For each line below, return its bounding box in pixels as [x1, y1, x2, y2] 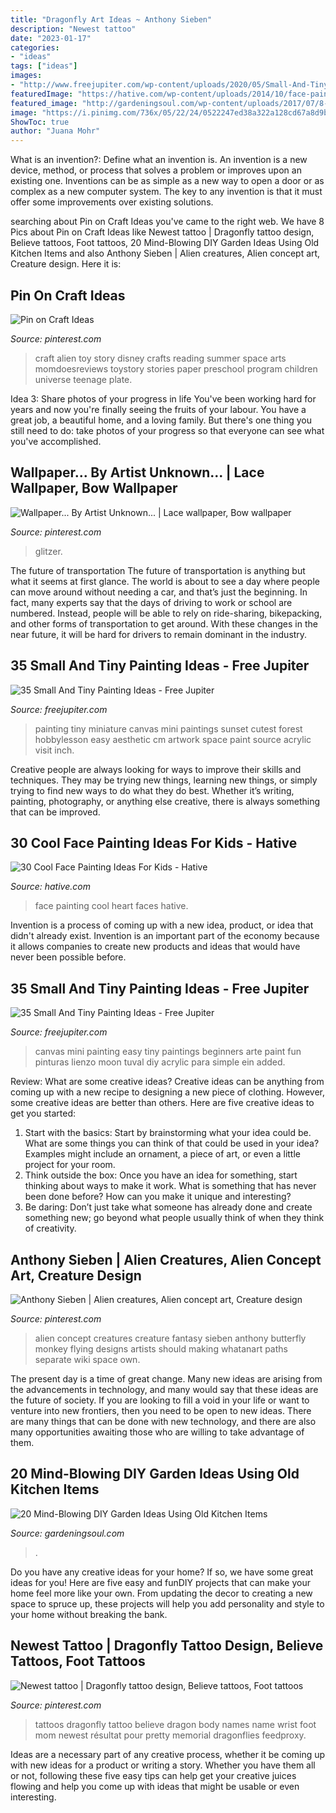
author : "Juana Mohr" [10, 126, 101, 136]
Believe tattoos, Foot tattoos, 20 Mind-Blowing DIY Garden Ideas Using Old [10, 237, 320, 249]
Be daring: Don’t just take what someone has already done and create [24, 1201, 313, 1213]
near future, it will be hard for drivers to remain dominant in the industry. [10, 628, 308, 640]
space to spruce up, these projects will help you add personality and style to [10, 1597, 325, 1610]
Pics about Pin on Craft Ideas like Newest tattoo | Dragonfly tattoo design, [10, 226, 315, 238]
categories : [10, 42, 60, 53]
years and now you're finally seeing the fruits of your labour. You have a [10, 403, 307, 415]
